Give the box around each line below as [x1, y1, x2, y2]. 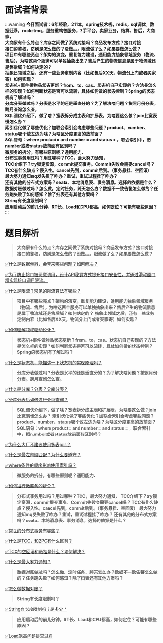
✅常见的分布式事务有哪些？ [5, 528, 60, 534]
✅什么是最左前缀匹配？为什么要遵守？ [5, 452, 81, 457]
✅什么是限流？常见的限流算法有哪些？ [5, 288, 81, 294]
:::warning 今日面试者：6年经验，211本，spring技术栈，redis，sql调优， [5, 21, 150, 27]
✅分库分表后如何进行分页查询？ [5, 397, 68, 402]
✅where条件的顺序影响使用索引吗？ [5, 462, 77, 468]
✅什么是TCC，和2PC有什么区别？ [5, 538, 73, 544]
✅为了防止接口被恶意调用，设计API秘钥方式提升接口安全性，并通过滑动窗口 [5, 271, 156, 277]
